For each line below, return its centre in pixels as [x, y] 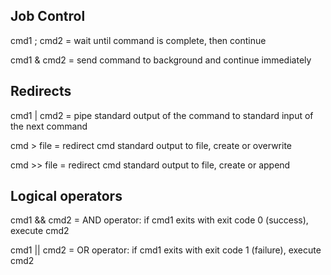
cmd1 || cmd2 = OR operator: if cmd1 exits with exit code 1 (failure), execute [166, 250]
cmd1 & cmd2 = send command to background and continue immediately [161, 60]
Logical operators [66, 196]
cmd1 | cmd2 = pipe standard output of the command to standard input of [162, 115]
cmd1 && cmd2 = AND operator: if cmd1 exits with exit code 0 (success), [159, 220]
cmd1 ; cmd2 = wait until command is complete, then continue [138, 40]
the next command [49, 126]
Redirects [41, 91]
